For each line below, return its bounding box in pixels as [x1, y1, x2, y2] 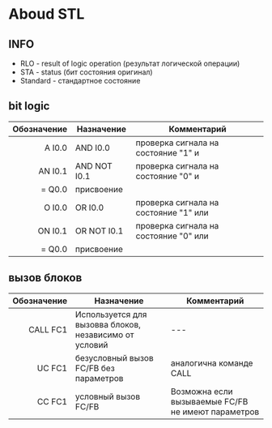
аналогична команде [170, 357, 253, 369]
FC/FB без [75, 362, 115, 374]
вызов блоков [8, 271, 83, 285]
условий [75, 339, 108, 350]
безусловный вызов [75, 352, 154, 363]
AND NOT [75, 160, 113, 171]
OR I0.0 [75, 202, 104, 213]
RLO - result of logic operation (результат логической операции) [19, 58, 240, 68]
